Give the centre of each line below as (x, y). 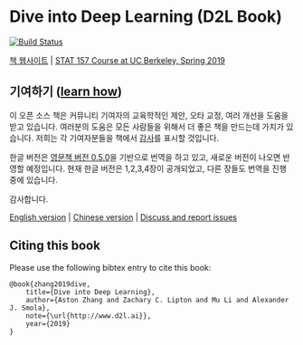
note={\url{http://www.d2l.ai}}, (89, 316)
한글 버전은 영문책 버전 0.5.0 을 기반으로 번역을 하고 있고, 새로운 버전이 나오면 (145, 157)
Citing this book (55, 246)
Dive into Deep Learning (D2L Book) (146, 17)
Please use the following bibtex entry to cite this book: (110, 267)
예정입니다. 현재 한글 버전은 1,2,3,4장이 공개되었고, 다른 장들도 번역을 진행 (156, 168)
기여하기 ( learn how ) (66, 92)
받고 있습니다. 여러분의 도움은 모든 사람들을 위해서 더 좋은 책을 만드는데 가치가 (147, 126)
